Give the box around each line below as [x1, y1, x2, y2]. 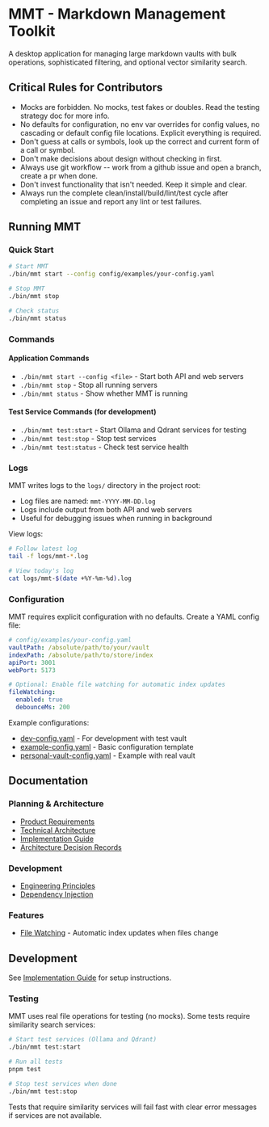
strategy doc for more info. [19, 111, 110, 120]
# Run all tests [8, 1058, 63, 1066]
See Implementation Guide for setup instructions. [8, 973, 172, 982]
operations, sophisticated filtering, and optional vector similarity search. [8, 57, 248, 67]
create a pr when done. [19, 170, 99, 180]
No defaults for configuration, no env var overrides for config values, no [19, 119, 260, 129]
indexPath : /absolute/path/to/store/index [8, 651, 153, 659]
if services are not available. [8, 1110, 103, 1120]
